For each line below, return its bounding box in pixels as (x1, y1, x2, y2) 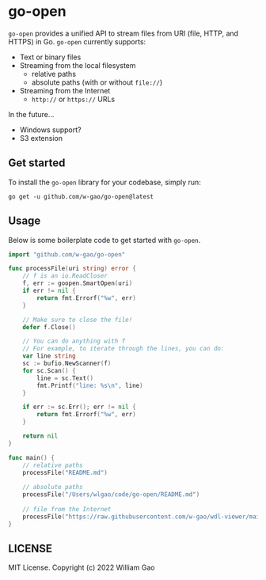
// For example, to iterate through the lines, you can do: (22, 345, 225, 353)
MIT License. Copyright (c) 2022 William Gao (8, 563, 155, 572)
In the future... (8, 109, 55, 119)
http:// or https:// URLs (31, 94, 116, 104)
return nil (22, 432, 59, 441)
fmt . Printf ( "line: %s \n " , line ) (36, 381, 144, 389)
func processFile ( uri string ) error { (8, 264, 136, 273)
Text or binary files (19, 52, 82, 62)
